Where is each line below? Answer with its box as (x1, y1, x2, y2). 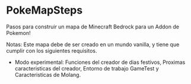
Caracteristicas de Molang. (14, 71, 81, 78)
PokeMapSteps (6, 4, 83, 17)
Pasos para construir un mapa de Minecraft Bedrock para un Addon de (6, 23, 180, 30)
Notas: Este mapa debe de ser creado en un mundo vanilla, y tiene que (6, 41, 180, 48)
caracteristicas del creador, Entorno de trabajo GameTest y (14, 64, 159, 72)
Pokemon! (6, 29, 31, 36)
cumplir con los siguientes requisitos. (6, 47, 97, 54)
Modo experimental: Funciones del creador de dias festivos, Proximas (14, 59, 186, 66)
